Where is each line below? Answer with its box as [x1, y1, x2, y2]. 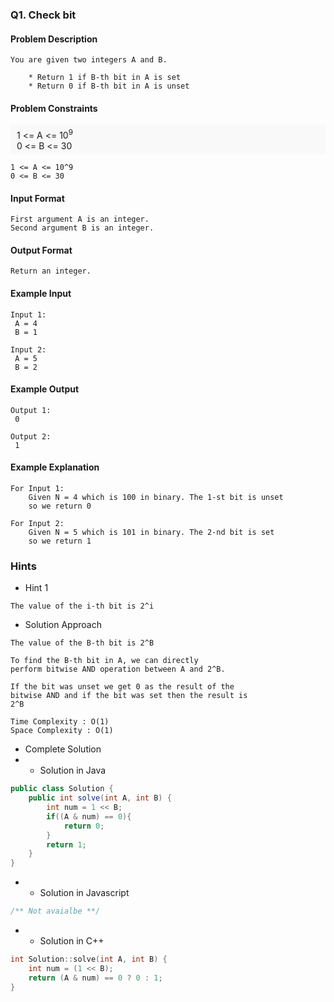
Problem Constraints [10, 102, 98, 114]
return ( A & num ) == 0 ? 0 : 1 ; [28, 973, 163, 983]
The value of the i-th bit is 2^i [10, 601, 155, 612]
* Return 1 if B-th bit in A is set [28, 73, 182, 83]
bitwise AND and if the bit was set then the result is [10, 691, 248, 701]
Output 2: [10, 431, 52, 442]
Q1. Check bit [10, 8, 77, 22]
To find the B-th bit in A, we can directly [10, 656, 199, 666]
